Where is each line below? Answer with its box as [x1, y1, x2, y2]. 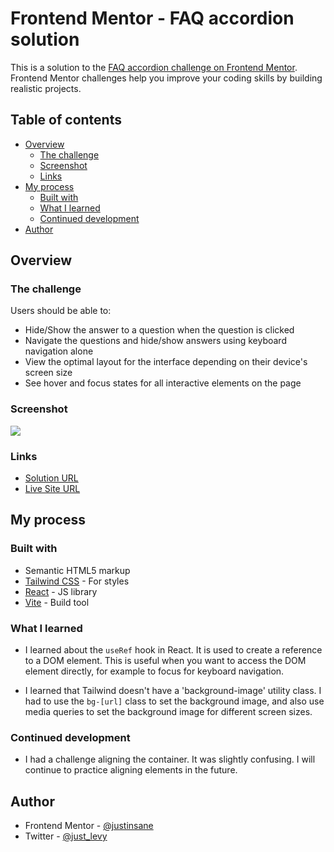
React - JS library [24, 585, 98, 597]
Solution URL [24, 472, 79, 484]
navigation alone [24, 345, 94, 357]
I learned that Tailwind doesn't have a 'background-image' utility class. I [24, 685, 322, 697]
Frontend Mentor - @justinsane [24, 820, 154, 832]
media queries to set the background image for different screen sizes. [24, 706, 313, 718]
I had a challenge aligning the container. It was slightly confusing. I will [24, 753, 316, 766]
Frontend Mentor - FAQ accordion [10, 7, 295, 30]
